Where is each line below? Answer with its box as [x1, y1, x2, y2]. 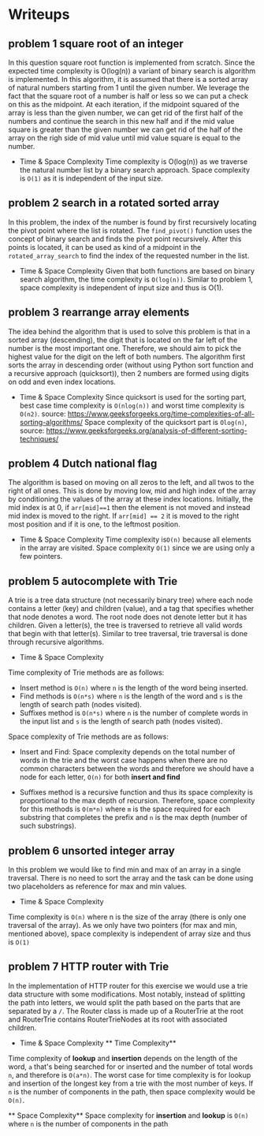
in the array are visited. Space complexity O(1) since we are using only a [19, 543, 255, 553]
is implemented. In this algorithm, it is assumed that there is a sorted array [8, 75, 248, 84]
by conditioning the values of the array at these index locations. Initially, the [8, 494, 254, 504]
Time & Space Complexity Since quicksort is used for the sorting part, [19, 392, 247, 401]
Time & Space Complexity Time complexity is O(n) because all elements [19, 534, 252, 545]
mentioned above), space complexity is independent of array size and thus [8, 929, 251, 939]
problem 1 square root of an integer [8, 37, 184, 50]
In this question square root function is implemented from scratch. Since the [8, 58, 255, 67]
